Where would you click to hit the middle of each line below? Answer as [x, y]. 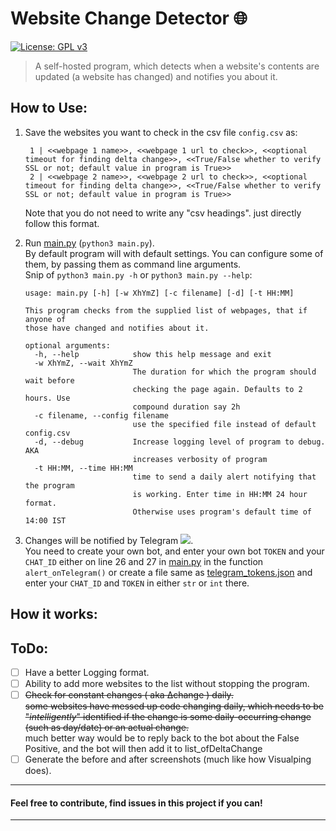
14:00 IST [45, 520]
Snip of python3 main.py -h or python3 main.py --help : [138, 274]
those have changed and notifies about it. [117, 328]
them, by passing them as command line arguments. [133, 264]
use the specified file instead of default [224, 424]
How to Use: [49, 108]
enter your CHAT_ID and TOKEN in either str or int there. [137, 583]
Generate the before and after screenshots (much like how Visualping [168, 759]
